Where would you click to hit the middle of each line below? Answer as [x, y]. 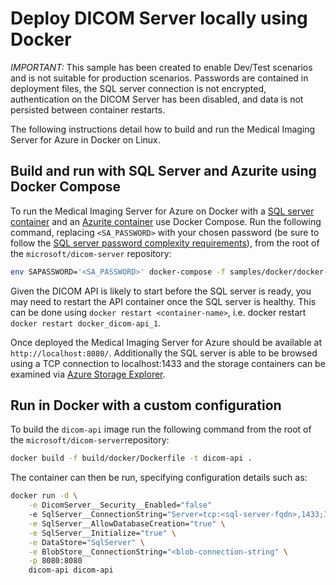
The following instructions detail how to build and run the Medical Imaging [163, 129]
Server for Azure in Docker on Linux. [85, 139]
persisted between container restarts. [88, 109]
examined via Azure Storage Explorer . [88, 374]
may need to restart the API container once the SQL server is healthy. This [163, 301]
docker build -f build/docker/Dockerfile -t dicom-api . [131, 458]
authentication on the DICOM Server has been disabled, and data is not [157, 99]
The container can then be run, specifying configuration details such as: [159, 478]
